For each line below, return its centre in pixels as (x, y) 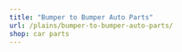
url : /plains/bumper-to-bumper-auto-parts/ (91, 26)
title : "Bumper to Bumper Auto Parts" (81, 17)
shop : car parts (39, 33)
